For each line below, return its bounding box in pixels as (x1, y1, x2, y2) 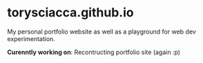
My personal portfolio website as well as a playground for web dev (7, 27, 197, 36)
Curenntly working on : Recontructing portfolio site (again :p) (7, 48, 181, 56)
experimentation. (7, 34, 55, 42)
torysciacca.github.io (7, 5, 134, 21)
